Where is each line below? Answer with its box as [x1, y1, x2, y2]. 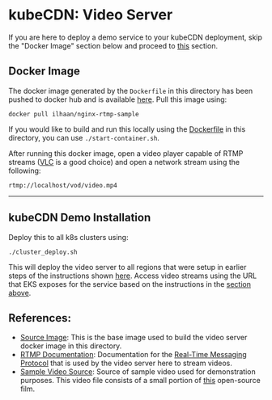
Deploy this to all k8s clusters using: [8, 232, 129, 242]
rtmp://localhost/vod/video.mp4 [8, 181, 117, 189]
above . [8, 288, 32, 297]
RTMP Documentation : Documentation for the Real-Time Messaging [19, 350, 247, 360]
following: [8, 166, 41, 175]
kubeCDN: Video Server [8, 6, 173, 24]
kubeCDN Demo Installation [8, 211, 151, 225]
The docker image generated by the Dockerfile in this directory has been [8, 86, 253, 95]
